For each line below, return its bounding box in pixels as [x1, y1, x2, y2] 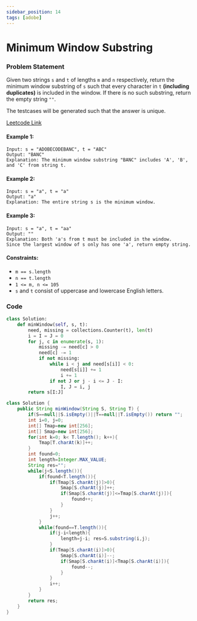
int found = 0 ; [28, 451, 61, 457]
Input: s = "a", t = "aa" [6, 225, 72, 231]
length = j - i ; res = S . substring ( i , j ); [60, 535, 150, 542]
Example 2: [6, 175, 35, 182]
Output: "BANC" [6, 152, 45, 158]
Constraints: [6, 254, 39, 262]
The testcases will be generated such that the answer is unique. [6, 107, 166, 114]
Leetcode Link [6, 119, 42, 126]
